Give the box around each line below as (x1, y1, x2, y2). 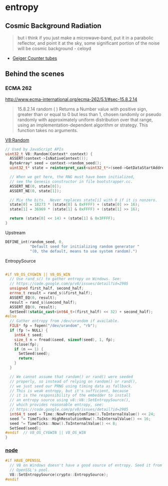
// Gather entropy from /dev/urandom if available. (9, 318, 120, 324)
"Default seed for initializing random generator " (29, 244, 140, 249)
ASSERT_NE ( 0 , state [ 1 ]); (9, 188, 61, 193)
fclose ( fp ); (14, 342, 39, 347)
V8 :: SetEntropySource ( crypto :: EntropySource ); (9, 472, 108, 477)
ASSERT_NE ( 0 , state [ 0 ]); (9, 184, 61, 189)
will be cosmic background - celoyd (17, 46, 91, 51)
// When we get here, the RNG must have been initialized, (9, 175, 135, 180)
